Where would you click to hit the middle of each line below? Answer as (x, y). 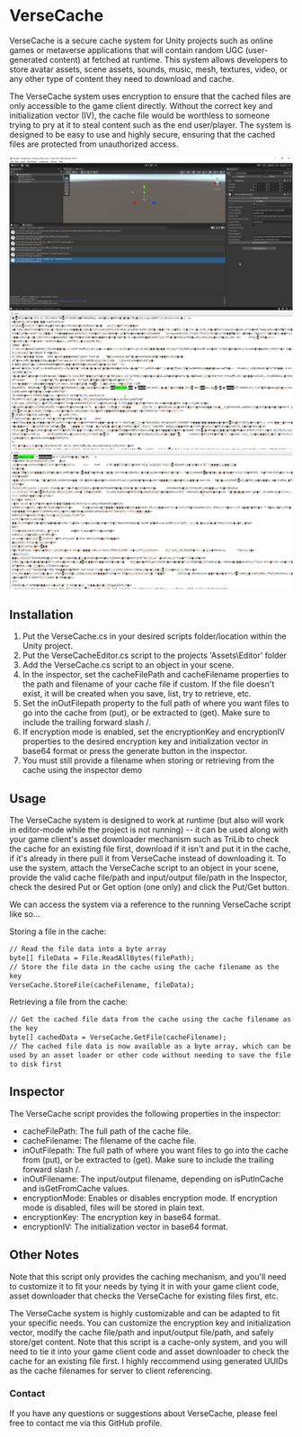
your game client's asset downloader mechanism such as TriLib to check (144, 839)
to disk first (36, 1064)
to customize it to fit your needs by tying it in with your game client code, (144, 1286)
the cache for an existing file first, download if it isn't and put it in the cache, (150, 849)
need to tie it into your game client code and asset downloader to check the (149, 1352)
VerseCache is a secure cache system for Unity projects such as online (142, 40)
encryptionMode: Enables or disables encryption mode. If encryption (150, 1198)
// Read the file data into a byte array (88, 949)
